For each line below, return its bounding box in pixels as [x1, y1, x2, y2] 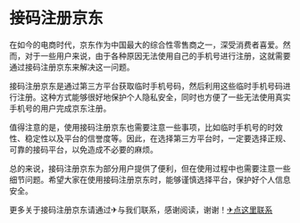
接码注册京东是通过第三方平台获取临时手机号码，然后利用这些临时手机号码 [9, 80, 283, 91]
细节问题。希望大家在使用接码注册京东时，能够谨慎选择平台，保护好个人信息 [9, 174, 291, 185]
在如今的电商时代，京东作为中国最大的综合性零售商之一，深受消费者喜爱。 [9, 39, 283, 50]
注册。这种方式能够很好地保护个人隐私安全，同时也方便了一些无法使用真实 [16, 91, 291, 103]
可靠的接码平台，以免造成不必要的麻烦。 [9, 144, 158, 154]
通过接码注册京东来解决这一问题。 [9, 62, 135, 72]
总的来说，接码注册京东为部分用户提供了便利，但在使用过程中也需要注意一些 [9, 162, 291, 174]
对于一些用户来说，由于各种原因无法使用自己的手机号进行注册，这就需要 [24, 50, 291, 61]
